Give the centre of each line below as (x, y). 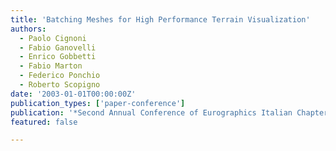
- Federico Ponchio (60, 76)
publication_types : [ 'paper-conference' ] (98, 103)
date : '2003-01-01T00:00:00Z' (73, 94)
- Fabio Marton (51, 66)
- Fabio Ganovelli (58, 47)
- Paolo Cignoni (53, 38)
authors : (28, 29)
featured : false (44, 122)
